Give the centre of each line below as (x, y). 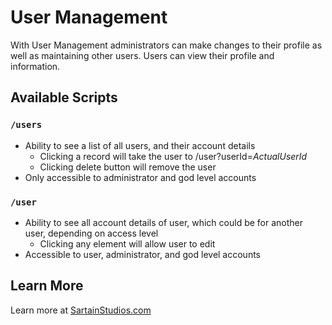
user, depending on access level (91, 233)
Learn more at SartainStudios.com (81, 310)
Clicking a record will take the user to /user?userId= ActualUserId (173, 156)
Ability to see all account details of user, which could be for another (164, 222)
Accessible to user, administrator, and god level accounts (143, 254)
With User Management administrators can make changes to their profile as (166, 45)
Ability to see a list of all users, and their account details (140, 145)
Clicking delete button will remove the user (128, 167)
